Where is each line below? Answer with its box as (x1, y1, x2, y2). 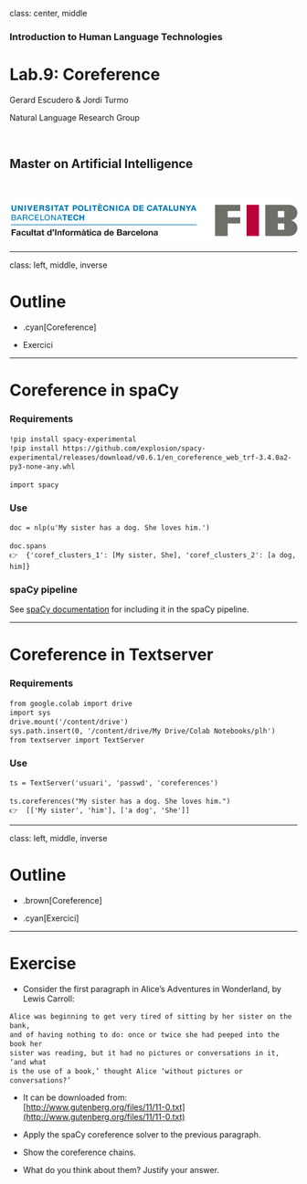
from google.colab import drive (9, 699, 132, 708)
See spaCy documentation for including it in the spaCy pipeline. (9, 604, 249, 615)
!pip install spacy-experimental (9, 434, 137, 444)
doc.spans (9, 541, 48, 551)
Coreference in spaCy (9, 380, 180, 401)
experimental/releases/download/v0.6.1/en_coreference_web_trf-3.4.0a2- (9, 452, 292, 462)
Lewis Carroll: (22, 993, 75, 1004)
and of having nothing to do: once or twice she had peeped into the (9, 1030, 281, 1040)
